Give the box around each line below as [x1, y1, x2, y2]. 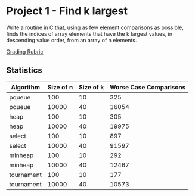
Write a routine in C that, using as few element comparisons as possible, [6, 24, 184, 31]
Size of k [78, 83, 104, 91]
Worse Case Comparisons [110, 83, 186, 91]
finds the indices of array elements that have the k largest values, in [6, 30, 173, 37]
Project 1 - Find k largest [6, 4, 128, 18]
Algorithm [11, 83, 41, 91]
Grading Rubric [6, 48, 44, 55]
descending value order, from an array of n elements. [6, 36, 137, 43]
